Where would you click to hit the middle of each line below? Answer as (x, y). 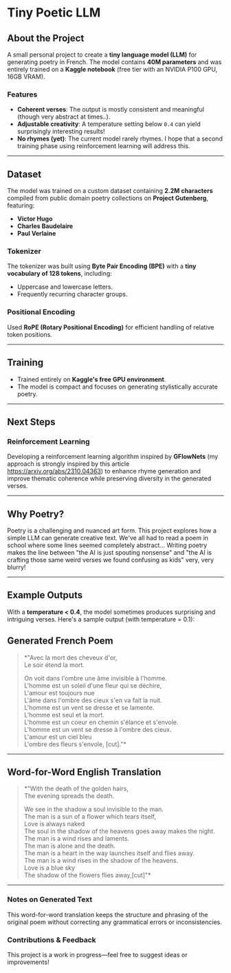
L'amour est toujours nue (59, 693)
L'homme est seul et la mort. (64, 715)
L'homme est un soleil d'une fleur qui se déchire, (93, 685)
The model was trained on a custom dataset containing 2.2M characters (110, 191)
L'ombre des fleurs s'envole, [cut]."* (75, 744)
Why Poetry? (35, 514)
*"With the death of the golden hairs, (76, 789)
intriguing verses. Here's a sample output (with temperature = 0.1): (101, 619)
